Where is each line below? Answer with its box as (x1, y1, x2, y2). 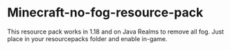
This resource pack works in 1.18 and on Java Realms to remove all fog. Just (7, 27, 224, 36)
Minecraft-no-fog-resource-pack (7, 5, 204, 21)
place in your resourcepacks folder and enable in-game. (7, 34, 168, 42)
